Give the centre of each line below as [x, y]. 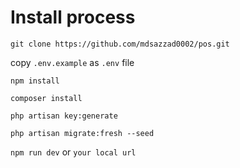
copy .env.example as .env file [72, 62]
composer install [46, 98]
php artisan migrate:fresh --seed [82, 133]
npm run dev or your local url [73, 152]
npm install [35, 81]
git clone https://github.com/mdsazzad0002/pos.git [120, 44]
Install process [73, 17]
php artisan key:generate [64, 116]
